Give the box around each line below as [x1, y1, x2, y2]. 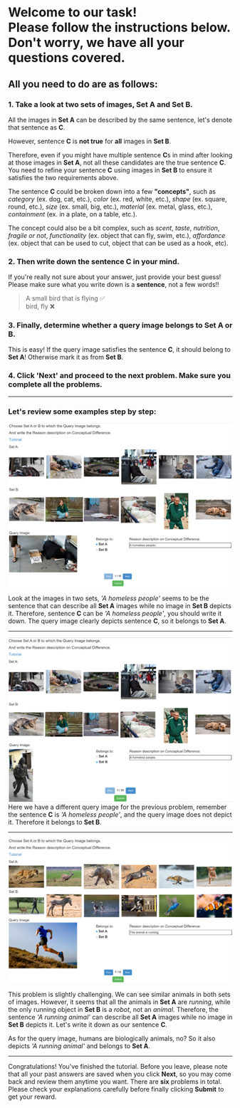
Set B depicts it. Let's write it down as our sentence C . [8, 1020, 168, 1029]
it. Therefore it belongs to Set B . [8, 817, 102, 826]
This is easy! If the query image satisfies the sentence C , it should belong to [8, 345, 231, 354]
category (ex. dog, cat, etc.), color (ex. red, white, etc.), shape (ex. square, [8, 194, 227, 203]
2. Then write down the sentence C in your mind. [8, 256, 180, 266]
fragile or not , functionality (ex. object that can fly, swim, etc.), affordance [8, 231, 226, 239]
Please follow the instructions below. [8, 19, 231, 36]
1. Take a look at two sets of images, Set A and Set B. [8, 99, 193, 109]
